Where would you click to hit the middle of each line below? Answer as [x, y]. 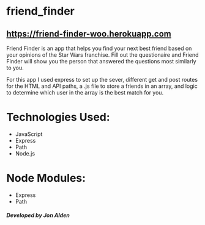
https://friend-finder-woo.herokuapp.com [89, 34]
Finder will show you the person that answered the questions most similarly [102, 61]
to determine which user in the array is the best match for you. [85, 92]
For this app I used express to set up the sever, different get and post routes [102, 80]
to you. [15, 68]
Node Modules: [46, 178]
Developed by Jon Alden [38, 215]
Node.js [25, 153]
